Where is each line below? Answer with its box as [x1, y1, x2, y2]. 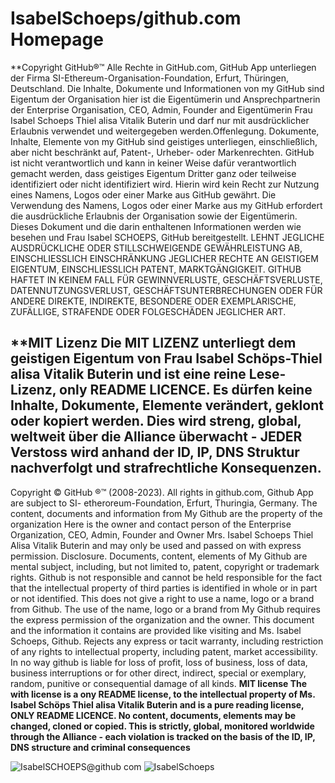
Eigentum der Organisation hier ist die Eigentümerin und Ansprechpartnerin [10, 93, 321, 105]
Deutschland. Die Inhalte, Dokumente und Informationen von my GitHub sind [10, 82, 325, 94]
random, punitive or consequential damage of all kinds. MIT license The [10, 677, 308, 689]
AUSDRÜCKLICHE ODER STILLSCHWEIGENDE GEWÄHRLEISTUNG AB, [10, 242, 303, 254]
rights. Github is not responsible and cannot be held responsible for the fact [10, 571, 323, 583]
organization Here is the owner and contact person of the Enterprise [10, 518, 292, 530]
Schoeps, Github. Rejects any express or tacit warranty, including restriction [10, 635, 324, 647]
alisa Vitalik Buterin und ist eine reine [10, 366, 247, 383]
